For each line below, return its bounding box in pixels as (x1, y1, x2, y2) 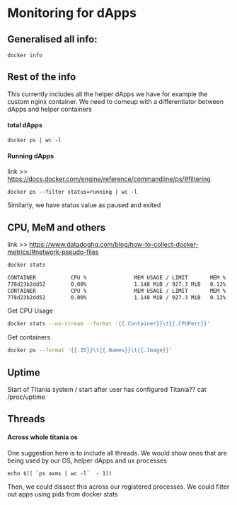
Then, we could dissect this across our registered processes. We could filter (7, 482, 230, 491)
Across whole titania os (7, 433, 78, 441)
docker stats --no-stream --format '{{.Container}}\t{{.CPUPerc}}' (7, 320, 211, 327)
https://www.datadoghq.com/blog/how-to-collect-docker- (29, 240, 200, 249)
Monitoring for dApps (7, 5, 137, 21)
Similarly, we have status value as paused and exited (7, 201, 161, 209)
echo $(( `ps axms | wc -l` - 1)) (7, 470, 112, 477)
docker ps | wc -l (7, 137, 62, 144)
